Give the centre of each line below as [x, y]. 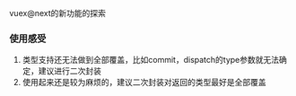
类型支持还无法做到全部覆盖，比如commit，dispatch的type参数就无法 [151, 60]
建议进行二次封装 [70, 71]
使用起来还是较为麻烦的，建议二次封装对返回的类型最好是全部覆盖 [144, 83]
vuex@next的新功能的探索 [57, 13]
